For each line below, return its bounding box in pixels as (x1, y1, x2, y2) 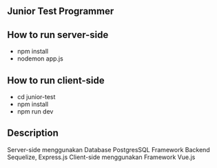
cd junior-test (17, 93, 56, 101)
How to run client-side (7, 74, 105, 86)
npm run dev (17, 107, 54, 116)
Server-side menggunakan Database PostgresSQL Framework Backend (7, 145, 210, 154)
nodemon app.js (17, 54, 63, 63)
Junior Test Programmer (7, 6, 114, 17)
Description (7, 127, 59, 139)
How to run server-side (7, 29, 109, 41)
